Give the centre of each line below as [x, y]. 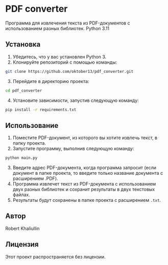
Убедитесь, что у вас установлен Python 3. [59, 57]
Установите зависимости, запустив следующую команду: [76, 100]
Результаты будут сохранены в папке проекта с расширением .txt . [87, 200]
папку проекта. [29, 143]
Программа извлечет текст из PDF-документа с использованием [84, 184]
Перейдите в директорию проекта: [51, 81]
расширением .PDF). [35, 178]
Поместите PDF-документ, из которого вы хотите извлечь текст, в [85, 138]
